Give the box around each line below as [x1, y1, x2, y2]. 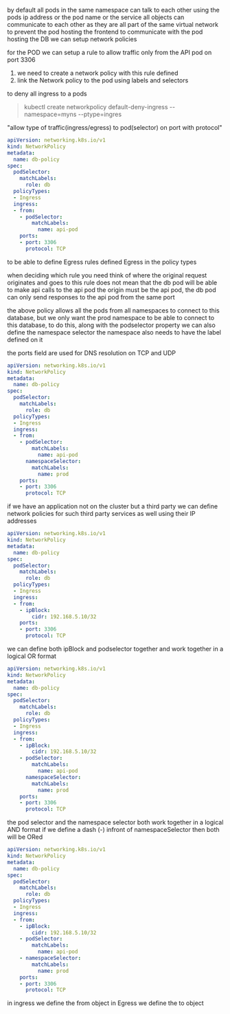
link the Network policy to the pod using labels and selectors [16, 76, 189, 84]
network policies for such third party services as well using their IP [7, 510, 196, 518]
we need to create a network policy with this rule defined [16, 69, 179, 77]
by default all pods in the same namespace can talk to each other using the [7, 6, 220, 14]
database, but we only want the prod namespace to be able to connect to [7, 313, 215, 322]
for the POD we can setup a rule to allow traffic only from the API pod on [7, 48, 212, 56]
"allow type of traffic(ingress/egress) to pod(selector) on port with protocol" [7, 124, 222, 131]
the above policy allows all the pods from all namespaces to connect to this [7, 306, 220, 315]
